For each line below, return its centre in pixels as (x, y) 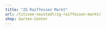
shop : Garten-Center (27, 19)
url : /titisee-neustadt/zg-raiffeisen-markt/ (53, 14)
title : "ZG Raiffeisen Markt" (37, 10)
